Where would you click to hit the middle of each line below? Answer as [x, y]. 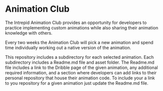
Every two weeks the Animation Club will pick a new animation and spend [79, 42]
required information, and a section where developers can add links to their [81, 72]
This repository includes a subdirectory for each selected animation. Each [80, 57]
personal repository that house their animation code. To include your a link [80, 78]
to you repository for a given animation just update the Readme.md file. [77, 83]
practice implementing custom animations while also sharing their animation [81, 27]
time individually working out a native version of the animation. [68, 47]
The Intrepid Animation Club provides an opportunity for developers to [76, 23]
